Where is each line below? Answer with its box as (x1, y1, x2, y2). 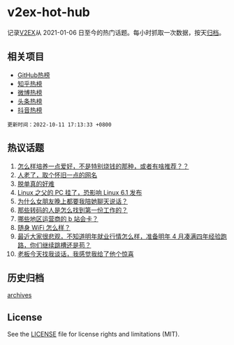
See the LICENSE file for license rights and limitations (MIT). (7, 330, 180, 339)
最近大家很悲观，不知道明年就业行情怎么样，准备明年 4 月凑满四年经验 (17, 232, 221, 241)
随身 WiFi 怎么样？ (17, 223, 71, 231)
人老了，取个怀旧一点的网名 (17, 170, 98, 179)
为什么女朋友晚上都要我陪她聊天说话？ (17, 197, 128, 205)
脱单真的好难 (17, 180, 54, 188)
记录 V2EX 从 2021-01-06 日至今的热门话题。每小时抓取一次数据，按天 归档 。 (7, 28, 226, 36)
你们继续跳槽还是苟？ (29, 241, 92, 249)
